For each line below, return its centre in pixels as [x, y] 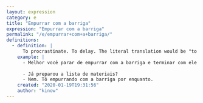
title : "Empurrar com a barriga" [49, 23]
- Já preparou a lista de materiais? [70, 74]
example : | [31, 57]
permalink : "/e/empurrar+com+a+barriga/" [60, 35]
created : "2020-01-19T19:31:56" [58, 85]
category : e [21, 18]
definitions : [23, 40]
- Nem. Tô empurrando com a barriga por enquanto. [88, 79]
